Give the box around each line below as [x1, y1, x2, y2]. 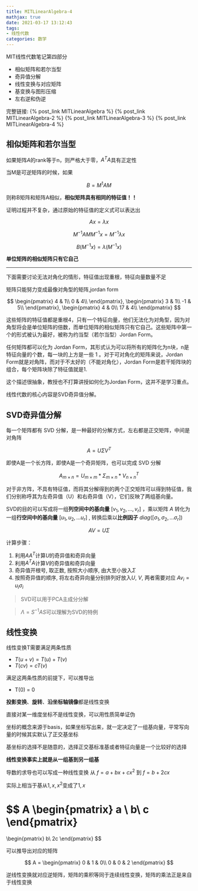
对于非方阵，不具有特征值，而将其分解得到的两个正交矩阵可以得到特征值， [6, 485, 187, 493]
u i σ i [14, 582, 24, 590]
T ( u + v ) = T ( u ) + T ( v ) [14, 656, 68, 663]
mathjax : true [6, 14, 41, 20]
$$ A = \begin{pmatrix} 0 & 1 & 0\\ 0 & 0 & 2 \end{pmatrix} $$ [24, 858, 174, 866]
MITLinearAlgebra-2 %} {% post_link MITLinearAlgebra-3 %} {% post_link [6, 115, 186, 121]
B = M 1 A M [86, 181, 112, 189]
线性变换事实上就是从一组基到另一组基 [6, 756, 99, 763]
